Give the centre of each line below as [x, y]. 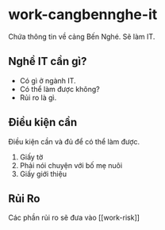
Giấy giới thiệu [43, 174]
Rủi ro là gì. [38, 98]
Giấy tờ [31, 157]
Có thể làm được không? [60, 89]
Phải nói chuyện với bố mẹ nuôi [71, 165]
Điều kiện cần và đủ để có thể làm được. [74, 141]
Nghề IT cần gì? [48, 61]
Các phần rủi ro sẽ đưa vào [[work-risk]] [74, 218]
